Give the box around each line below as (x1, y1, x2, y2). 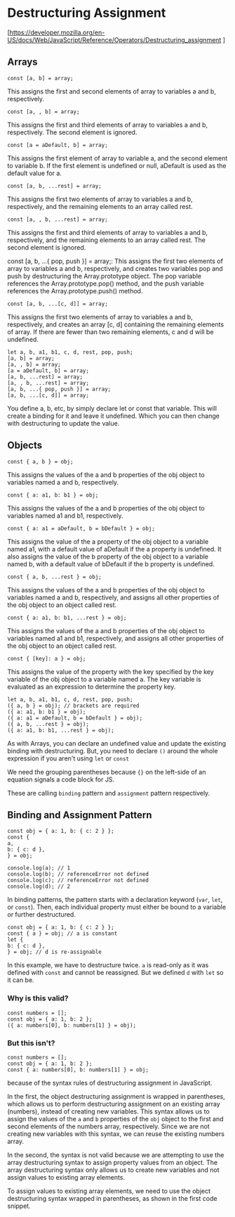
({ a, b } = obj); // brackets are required (7, 702, 140, 709)
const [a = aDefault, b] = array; (7, 141, 109, 148)
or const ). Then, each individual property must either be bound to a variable (7, 903, 227, 912)
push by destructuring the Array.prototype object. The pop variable (7, 272, 202, 280)
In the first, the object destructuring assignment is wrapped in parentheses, (7, 1092, 226, 1100)
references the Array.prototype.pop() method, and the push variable (7, 279, 205, 288)
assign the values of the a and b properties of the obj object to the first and (7, 1114, 224, 1123)
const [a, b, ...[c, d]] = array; (7, 300, 109, 307)
